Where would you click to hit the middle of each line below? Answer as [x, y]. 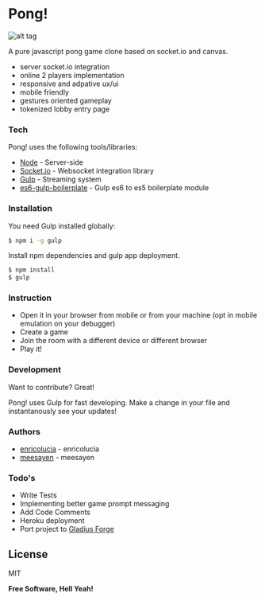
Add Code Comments [55, 512]
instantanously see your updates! [63, 411]
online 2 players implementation [72, 75]
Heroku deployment [52, 521]
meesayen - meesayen [57, 458]
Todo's [22, 478]
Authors [25, 431]
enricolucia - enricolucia [60, 449]
